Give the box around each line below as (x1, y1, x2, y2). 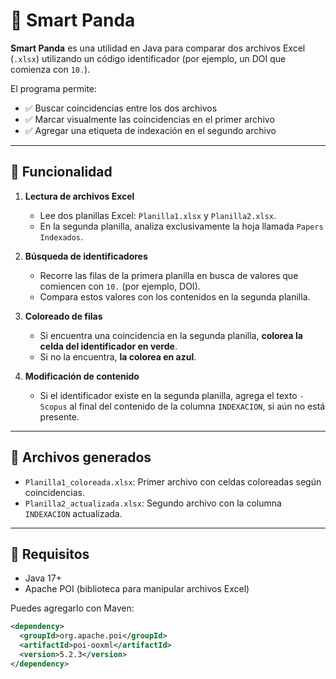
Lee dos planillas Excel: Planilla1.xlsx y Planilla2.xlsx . (39, 209, 277, 221)
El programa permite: (10, 82, 98, 94)
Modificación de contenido (24, 370, 140, 382)
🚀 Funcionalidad (10, 164, 113, 181)
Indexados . (39, 230, 84, 243)
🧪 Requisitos (10, 545, 90, 563)
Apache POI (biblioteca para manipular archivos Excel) (24, 583, 250, 595)
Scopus (39, 402, 68, 412)
